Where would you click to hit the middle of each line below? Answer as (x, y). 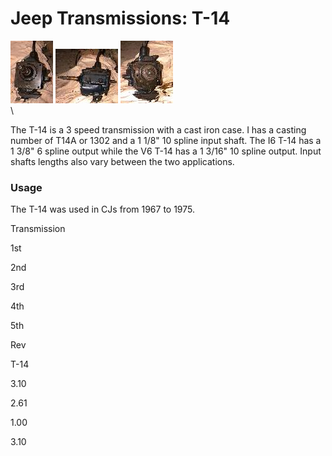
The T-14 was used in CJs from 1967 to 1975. (103, 209)
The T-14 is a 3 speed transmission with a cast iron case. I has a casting (158, 129)
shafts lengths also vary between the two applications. (122, 161)
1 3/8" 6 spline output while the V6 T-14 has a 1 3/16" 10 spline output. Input (166, 151)
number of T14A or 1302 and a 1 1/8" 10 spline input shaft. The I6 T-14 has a (166, 140)
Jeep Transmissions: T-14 (120, 18)
